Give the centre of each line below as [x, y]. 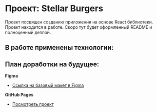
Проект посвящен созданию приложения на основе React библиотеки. [79, 22]
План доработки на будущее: [52, 64]
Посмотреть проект [33, 104]
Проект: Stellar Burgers [54, 9]
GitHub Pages [19, 95]
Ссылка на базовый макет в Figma [48, 85]
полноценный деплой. [28, 32]
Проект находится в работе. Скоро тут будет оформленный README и [78, 27]
